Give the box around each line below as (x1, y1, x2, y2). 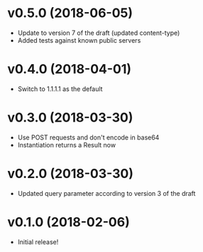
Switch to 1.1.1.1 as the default (17, 84, 103, 93)
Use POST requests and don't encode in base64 (17, 133, 160, 142)
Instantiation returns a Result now (17, 140, 116, 149)
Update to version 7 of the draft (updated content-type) (17, 28, 180, 37)
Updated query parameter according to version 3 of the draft (17, 189, 196, 197)
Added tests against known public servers (17, 36, 141, 44)
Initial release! (17, 237, 59, 246)
